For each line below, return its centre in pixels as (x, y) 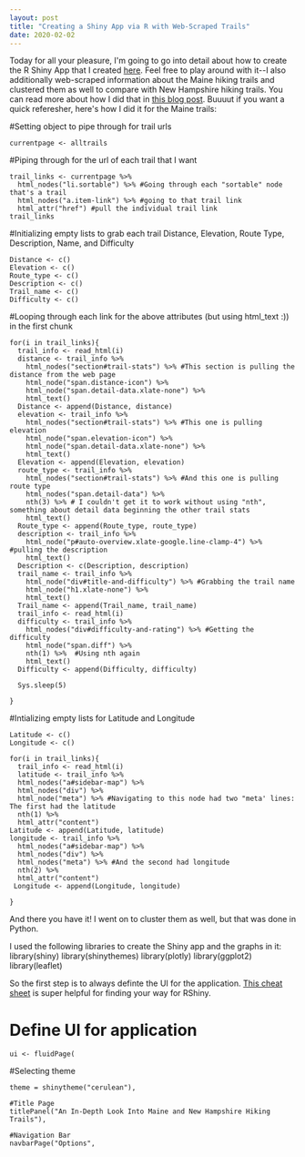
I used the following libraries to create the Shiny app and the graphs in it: (146, 947)
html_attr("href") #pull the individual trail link (118, 209)
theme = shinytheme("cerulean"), (73, 1088)
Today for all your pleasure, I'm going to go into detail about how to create (148, 61)
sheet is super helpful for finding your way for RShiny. (110, 993)
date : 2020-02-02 (42, 35)
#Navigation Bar (40, 1136)
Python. (24, 929)
